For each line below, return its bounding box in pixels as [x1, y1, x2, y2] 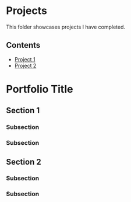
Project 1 [14, 55, 36, 62]
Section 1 [6, 106, 40, 116]
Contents [6, 40, 41, 50]
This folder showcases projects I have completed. [6, 23, 126, 30]
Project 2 [14, 62, 37, 69]
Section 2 [6, 156, 42, 167]
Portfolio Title [6, 82, 73, 96]
